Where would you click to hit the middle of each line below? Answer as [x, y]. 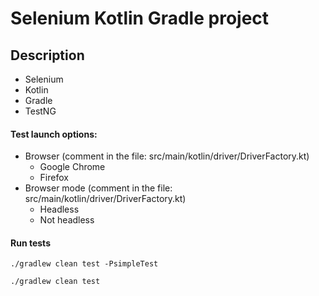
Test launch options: [54, 134]
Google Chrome [72, 167]
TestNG [40, 111]
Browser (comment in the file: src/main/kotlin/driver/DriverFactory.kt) [167, 156]
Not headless [67, 220]
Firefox [54, 178]
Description [47, 55]
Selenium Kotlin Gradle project [140, 18]
